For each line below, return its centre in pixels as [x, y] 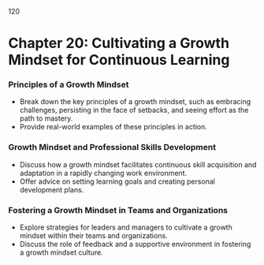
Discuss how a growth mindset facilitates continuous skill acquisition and [138, 164]
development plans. [52, 189]
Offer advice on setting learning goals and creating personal [117, 181]
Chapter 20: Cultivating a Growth [119, 43]
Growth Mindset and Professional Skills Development [112, 147]
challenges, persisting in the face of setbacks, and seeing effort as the [134, 110]
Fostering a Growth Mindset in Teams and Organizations [118, 210]
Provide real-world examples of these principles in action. [113, 127]
